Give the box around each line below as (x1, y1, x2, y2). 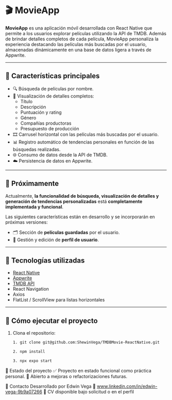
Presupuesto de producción (20, 125, 79, 131)
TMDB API (12, 280, 35, 287)
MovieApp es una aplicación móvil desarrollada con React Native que (5, 25, 153, 31)
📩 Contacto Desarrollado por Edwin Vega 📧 (5, 383, 96, 389)
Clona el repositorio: (12, 330, 56, 336)
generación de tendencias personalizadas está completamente (5, 198, 142, 204)
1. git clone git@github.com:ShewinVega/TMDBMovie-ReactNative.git (12, 340, 160, 345)
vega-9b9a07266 (5, 388, 42, 394)
